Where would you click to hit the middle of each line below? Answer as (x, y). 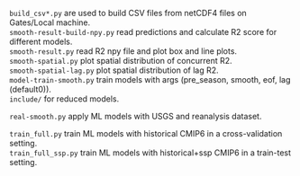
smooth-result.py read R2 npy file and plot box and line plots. (123, 51)
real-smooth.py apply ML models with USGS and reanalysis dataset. (136, 116)
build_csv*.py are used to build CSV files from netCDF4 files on (128, 13)
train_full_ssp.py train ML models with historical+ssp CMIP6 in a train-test (150, 153)
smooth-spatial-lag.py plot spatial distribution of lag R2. (114, 70)
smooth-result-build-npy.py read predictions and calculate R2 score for (143, 32)
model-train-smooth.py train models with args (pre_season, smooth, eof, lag (150, 79)
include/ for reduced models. (64, 99)
